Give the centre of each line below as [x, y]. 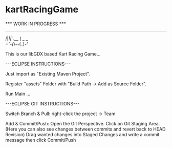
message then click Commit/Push [41, 140]
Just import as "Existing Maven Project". [48, 73]
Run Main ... [18, 94]
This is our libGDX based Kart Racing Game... [53, 54]
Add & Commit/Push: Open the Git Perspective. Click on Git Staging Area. [83, 123]
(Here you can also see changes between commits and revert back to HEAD [85, 129]
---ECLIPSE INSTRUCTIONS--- [38, 64]
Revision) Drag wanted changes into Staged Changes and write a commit [82, 134]
